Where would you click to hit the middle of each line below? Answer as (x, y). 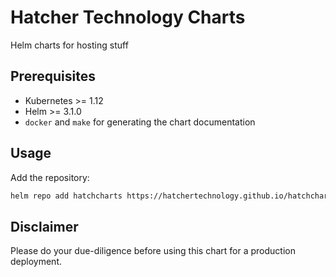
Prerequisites (53, 76)
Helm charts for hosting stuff (69, 45)
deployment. (36, 262)
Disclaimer (44, 226)
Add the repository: (50, 177)
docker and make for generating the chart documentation (140, 122)
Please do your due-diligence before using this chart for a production (153, 251)
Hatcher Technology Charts (128, 17)
